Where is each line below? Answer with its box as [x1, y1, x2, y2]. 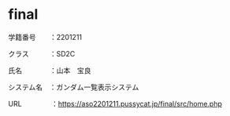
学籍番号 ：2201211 [8, 32, 83, 42]
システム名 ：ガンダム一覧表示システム [8, 82, 139, 92]
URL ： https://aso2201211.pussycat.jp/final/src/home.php [8, 99, 223, 108]
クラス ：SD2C [8, 49, 76, 58]
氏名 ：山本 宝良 [8, 65, 91, 75]
